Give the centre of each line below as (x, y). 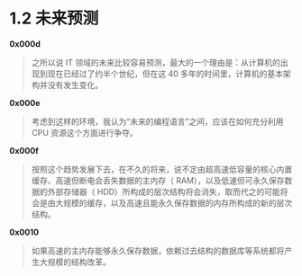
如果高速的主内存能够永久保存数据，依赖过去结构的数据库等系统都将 (158, 250)
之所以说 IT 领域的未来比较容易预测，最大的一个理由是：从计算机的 (156, 62)
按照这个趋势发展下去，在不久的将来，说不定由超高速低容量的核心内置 (162, 169)
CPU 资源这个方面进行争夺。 (84, 132)
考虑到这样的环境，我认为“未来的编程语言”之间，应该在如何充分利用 (157, 121)
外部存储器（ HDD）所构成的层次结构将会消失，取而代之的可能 (164, 191)
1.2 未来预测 (54, 18)
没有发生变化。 (75, 85)
